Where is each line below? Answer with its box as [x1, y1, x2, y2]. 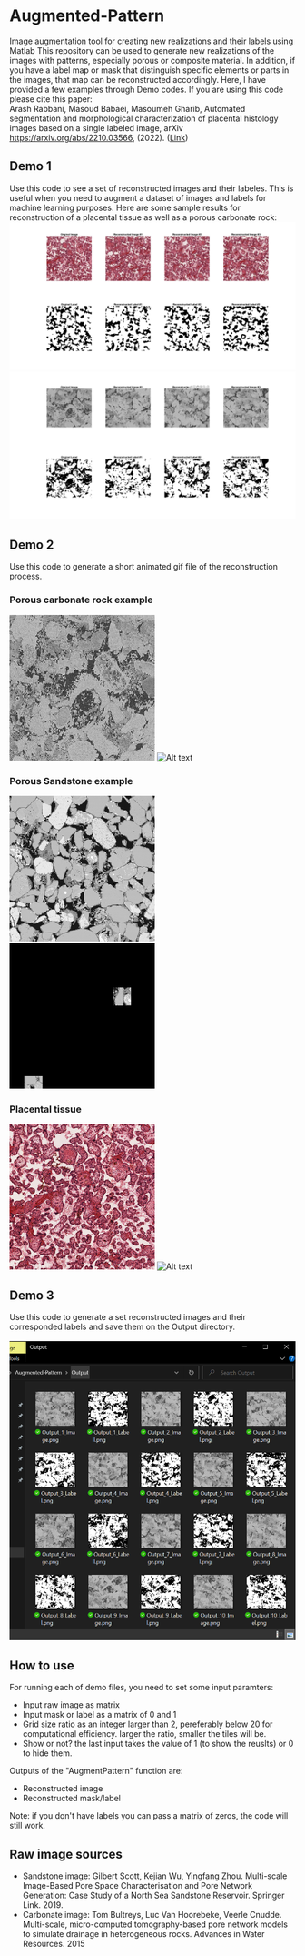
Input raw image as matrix [22, 1699, 121, 1710]
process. [9, 570, 43, 582]
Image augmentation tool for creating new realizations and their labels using [9, 35, 293, 46]
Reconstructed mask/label [22, 1793, 121, 1804]
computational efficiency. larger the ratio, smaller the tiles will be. [22, 1729, 267, 1739]
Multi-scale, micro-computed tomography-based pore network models [22, 1919, 289, 1930]
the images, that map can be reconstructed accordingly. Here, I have [9, 74, 266, 85]
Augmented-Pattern [9, 5, 165, 26]
